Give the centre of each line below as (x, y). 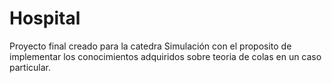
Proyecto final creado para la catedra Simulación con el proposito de (150, 46)
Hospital (45, 18)
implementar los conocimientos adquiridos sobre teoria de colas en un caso (165, 56)
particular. (30, 67)
